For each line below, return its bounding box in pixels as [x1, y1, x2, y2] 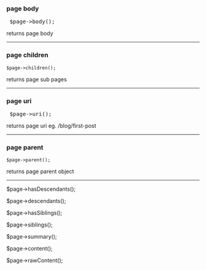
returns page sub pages [6, 75, 67, 83]
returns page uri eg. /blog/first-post [6, 121, 97, 129]
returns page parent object [6, 168, 75, 175]
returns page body [6, 29, 53, 37]
